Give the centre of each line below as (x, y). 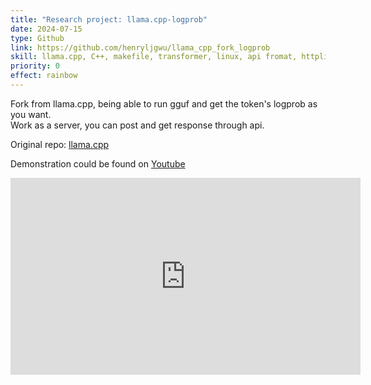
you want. (31, 114)
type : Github (37, 38)
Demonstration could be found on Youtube (98, 163)
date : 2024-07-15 (46, 29)
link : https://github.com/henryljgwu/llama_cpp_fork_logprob (140, 47)
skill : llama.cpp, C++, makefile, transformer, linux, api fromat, (154, 57)
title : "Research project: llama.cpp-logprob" (109, 19)
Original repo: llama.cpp (60, 144)
